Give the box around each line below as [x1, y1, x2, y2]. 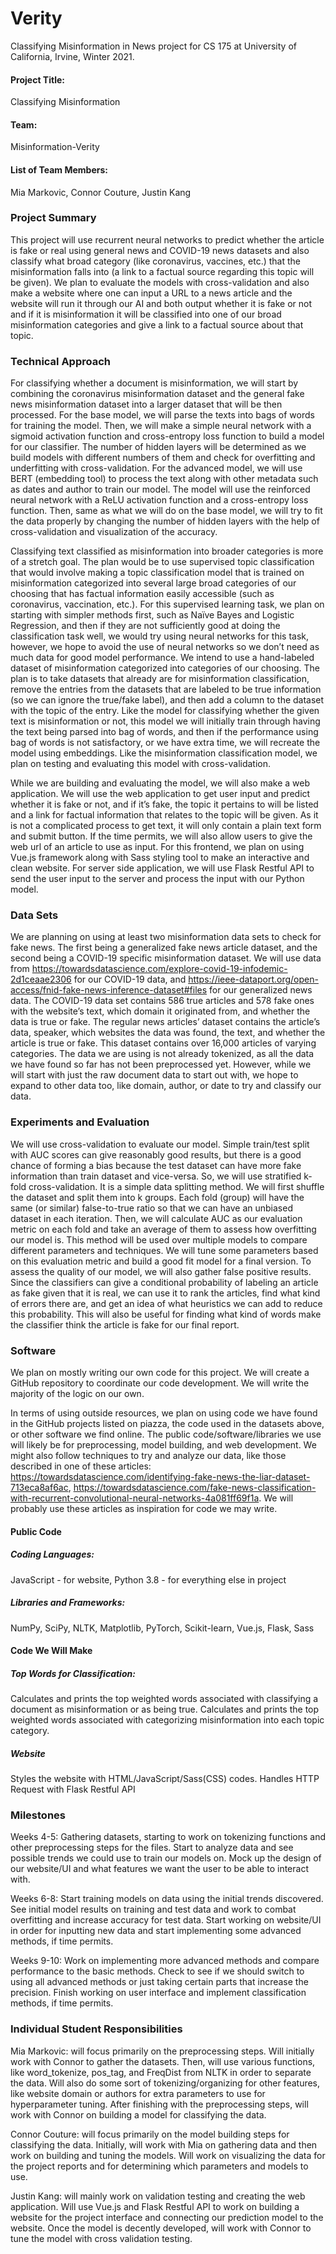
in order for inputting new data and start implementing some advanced [10, 1925, 302, 1937]
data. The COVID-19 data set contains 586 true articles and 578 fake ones [10, 995, 315, 1007]
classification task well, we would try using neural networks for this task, [10, 630, 310, 642]
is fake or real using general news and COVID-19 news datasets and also [10, 244, 310, 256]
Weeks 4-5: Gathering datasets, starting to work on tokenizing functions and [10, 1831, 326, 1843]
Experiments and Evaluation [10, 1115, 150, 1129]
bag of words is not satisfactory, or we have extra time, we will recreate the [10, 737, 321, 749]
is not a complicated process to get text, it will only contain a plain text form [10, 820, 322, 832]
